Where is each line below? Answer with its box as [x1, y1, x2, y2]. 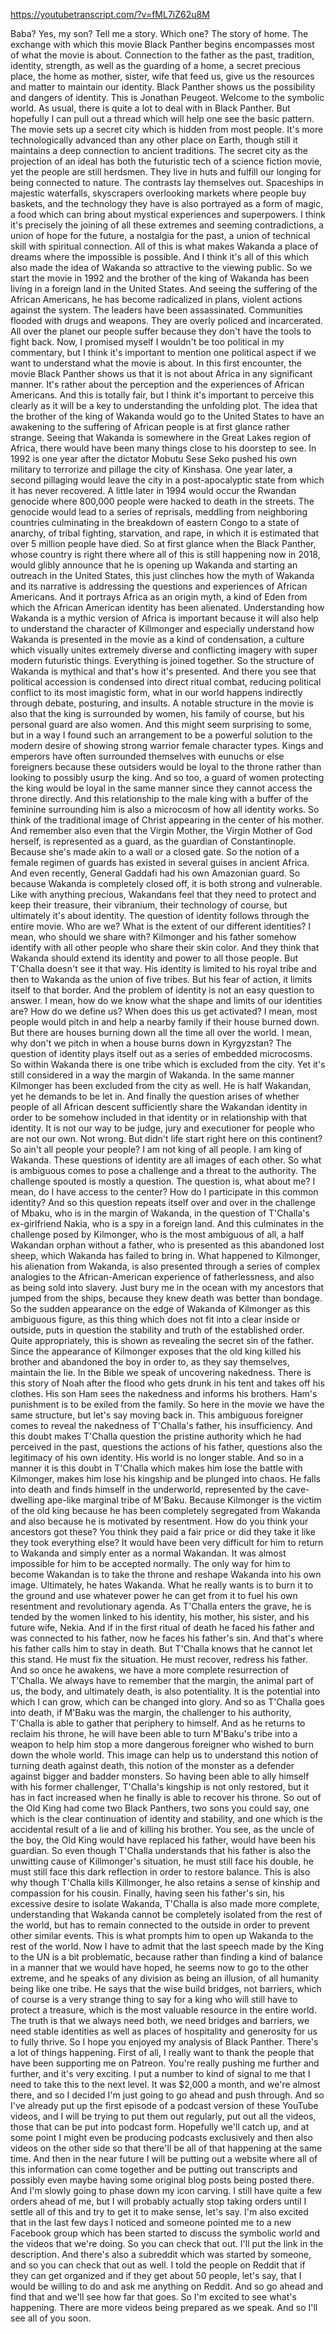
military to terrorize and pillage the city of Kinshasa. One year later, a [10, 464, 293, 475]
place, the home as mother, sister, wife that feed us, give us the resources [10, 70, 315, 82]
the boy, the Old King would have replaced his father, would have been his [10, 1834, 317, 1846]
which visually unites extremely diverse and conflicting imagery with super [10, 644, 318, 656]
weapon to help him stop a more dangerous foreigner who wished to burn [10, 1739, 314, 1750]
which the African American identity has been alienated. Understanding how [10, 602, 325, 613]
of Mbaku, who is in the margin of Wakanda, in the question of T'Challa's [10, 1207, 310, 1219]
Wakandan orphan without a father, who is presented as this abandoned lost [10, 1239, 325, 1251]
